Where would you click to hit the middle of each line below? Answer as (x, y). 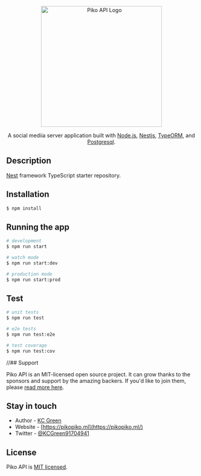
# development (24, 241)
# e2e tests (21, 329)
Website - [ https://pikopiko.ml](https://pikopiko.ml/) (79, 427)
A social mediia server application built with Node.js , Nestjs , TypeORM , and (101, 135)
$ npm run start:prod (33, 280)
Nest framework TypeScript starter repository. (64, 175)
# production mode (29, 274)
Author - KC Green (38, 420)
